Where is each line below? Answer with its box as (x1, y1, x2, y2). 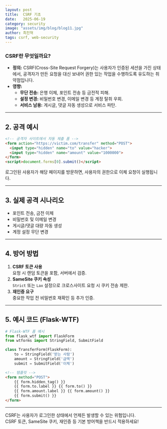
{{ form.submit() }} (14, 393, 57, 399)
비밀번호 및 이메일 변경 (12, 216, 57, 222)
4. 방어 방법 (5, 250, 39, 258)
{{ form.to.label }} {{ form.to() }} (14, 384, 92, 389)
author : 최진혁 (5, 30, 34, 35)
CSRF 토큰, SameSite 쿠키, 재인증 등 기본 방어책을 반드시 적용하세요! (5, 418, 139, 424)
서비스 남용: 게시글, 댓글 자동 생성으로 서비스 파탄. (19, 102, 117, 108)
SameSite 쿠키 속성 (12, 276, 51, 282)
